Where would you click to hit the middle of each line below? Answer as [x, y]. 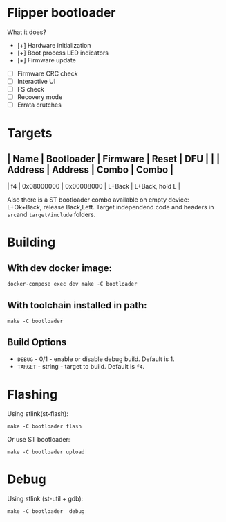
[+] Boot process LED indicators [63, 53]
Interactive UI [36, 81]
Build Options [37, 342]
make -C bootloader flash [44, 426]
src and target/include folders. [51, 215]
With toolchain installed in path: [77, 305]
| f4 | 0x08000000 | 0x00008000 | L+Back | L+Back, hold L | [94, 186]
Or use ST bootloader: [39, 439]
